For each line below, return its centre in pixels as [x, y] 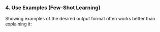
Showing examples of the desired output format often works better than [80, 19]
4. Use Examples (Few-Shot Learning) [53, 8]
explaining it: [19, 24]
